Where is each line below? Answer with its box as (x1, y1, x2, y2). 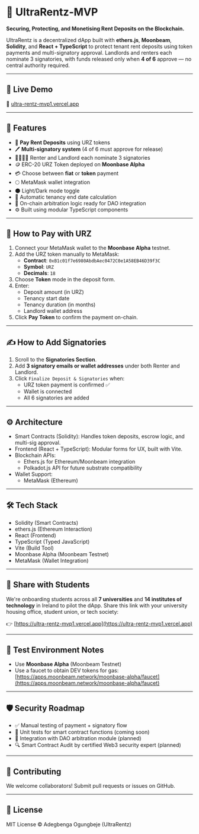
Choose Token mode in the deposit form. (14, 276, 115, 283)
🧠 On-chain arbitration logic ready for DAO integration (14, 199, 146, 207)
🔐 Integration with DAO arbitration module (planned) (14, 735, 142, 742)
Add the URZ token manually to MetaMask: (14, 250, 120, 258)
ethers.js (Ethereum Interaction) (14, 525, 93, 532)
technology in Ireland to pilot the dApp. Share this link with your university (6, 602, 188, 609)
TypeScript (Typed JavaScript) (14, 538, 90, 545)
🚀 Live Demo (6, 84, 53, 94)
